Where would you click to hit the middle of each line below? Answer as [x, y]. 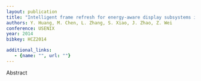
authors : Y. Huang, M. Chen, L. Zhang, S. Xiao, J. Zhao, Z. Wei [89, 23]
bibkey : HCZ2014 [26, 39]
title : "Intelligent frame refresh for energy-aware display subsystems [99, 17]
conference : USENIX [31, 28]
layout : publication [32, 12]
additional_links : [29, 50]
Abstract [17, 73]
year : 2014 [20, 34]
